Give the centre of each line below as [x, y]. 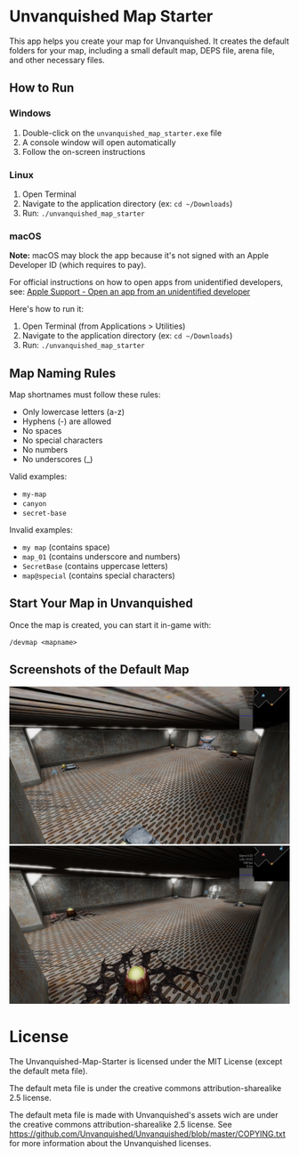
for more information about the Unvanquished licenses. [110, 1143]
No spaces [42, 431]
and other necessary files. [57, 60]
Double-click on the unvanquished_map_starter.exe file [122, 133]
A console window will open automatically [99, 142]
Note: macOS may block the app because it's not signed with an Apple [139, 256]
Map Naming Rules [63, 373]
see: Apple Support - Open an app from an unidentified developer [130, 292]
